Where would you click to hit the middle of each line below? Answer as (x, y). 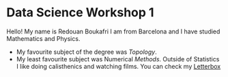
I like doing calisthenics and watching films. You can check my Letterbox (118, 66)
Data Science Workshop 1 (80, 13)
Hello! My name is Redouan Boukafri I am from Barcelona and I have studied (113, 31)
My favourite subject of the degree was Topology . (87, 52)
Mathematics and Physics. (43, 38)
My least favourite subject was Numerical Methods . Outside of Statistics (118, 59)
